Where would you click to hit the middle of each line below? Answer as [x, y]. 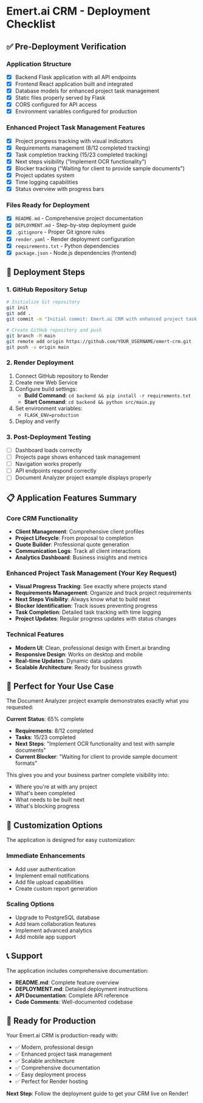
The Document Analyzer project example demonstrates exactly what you [98, 701]
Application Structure [39, 64]
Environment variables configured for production [76, 111]
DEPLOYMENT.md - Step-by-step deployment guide [76, 225]
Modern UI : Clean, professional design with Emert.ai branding [92, 648]
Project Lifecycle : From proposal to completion [74, 538]
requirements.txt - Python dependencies [67, 246]
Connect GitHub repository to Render [62, 376]
